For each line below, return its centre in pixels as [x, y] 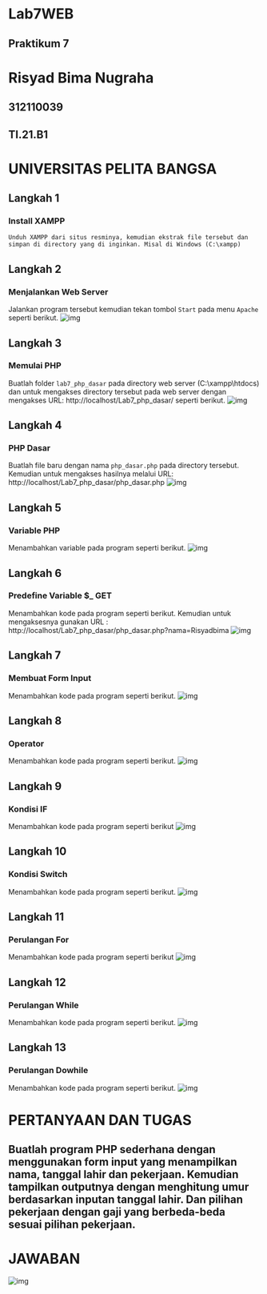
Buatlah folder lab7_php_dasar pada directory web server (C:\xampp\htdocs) [134, 383]
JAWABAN [44, 1259]
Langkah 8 [35, 721]
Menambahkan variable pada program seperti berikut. [97, 548]
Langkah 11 [36, 917]
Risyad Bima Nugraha [81, 78]
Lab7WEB [41, 14]
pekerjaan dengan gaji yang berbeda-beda [117, 1212]
